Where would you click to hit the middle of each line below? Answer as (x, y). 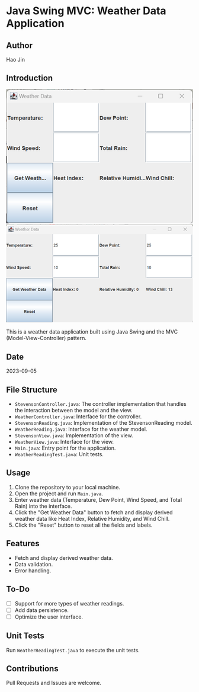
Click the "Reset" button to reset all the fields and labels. (84, 525)
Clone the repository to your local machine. (67, 487)
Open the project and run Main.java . (59, 494)
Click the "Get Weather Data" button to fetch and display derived (94, 512)
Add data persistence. (42, 610)
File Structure (32, 390)
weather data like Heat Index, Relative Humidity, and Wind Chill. (92, 518)
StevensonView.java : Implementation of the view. (74, 435)
